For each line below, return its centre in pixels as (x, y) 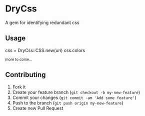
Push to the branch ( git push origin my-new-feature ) (68, 102)
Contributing (25, 75)
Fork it (19, 87)
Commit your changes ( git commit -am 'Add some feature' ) (74, 97)
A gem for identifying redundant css (42, 22)
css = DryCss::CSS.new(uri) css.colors (45, 50)
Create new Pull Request (38, 108)
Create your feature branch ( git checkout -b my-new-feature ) (76, 92)
